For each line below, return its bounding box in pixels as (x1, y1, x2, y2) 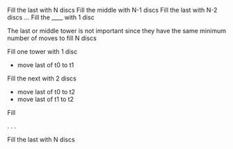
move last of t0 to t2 (17, 88, 75, 96)
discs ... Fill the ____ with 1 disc (7, 13, 95, 21)
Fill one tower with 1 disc (7, 48, 78, 55)
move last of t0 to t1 (17, 61, 74, 69)
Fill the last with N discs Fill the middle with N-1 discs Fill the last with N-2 (7, 6, 218, 14)
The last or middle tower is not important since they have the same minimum (7, 27, 226, 35)
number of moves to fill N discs (7, 34, 97, 42)
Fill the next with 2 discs (7, 74, 77, 82)
